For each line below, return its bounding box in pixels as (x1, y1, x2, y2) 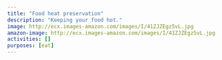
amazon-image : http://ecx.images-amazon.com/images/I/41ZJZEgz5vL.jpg (7, 29, 216, 37)
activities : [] (7, 36, 51, 43)
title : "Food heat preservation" (7, 10, 104, 17)
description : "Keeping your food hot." (7, 17, 123, 23)
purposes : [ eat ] (7, 42, 54, 49)
